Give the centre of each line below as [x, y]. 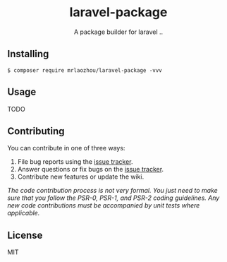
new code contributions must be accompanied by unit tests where [104, 206]
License [25, 235]
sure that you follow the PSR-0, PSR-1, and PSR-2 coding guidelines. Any [114, 198]
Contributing [36, 131]
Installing [28, 54]
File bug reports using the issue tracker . [75, 162]
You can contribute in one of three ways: [66, 148]
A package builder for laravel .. [118, 32]
